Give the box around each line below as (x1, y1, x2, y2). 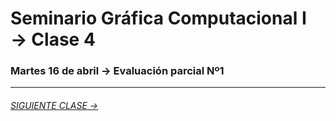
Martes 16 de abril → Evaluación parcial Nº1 (10, 64, 225, 78)
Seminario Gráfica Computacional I (10, 7, 307, 30)
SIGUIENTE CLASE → (10, 100, 99, 112)
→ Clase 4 (10, 28, 96, 51)
